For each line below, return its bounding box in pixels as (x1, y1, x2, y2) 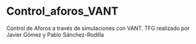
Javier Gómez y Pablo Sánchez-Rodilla (6, 31, 104, 38)
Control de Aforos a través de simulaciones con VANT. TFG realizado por (6, 24, 191, 32)
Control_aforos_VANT (6, 4, 119, 18)
